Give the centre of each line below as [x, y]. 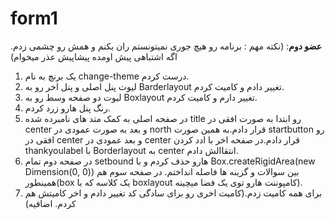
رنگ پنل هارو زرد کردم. [67, 108]
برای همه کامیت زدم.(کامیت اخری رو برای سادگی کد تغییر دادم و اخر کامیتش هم [173, 193]
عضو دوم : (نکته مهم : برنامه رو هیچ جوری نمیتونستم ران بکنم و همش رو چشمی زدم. [166, 46]
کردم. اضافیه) [50, 203]
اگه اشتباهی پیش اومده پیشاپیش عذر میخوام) [94, 56]
